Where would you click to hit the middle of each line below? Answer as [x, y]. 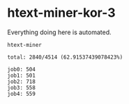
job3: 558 [22, 88]
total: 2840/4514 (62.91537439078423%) [65, 57]
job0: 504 [22, 69]
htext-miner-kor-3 [61, 13]
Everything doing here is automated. [59, 32]
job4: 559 [22, 94]
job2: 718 [22, 82]
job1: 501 [22, 75]
